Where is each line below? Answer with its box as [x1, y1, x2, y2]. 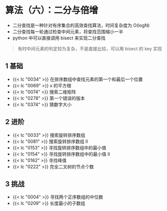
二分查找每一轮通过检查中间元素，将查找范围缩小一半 [12, 28, 124, 34]
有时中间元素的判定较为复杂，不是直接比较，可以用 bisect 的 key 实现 [17, 45, 162, 51]
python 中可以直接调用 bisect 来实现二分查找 [12, 35, 106, 41]
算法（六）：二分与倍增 [5, 5, 98, 16]
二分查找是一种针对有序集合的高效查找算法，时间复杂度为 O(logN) [12, 22, 150, 28]
